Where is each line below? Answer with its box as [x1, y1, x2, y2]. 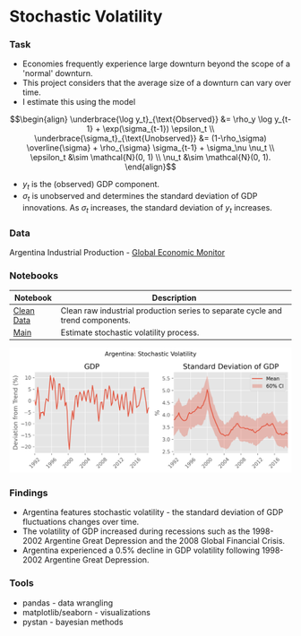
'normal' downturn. [21, 68, 93, 79]
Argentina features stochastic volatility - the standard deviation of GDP [21, 507, 284, 518]
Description [151, 292, 197, 303]
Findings [9, 486, 48, 499]
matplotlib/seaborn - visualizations [21, 606, 150, 617]
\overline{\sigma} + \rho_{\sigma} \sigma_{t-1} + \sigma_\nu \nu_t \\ [26, 142, 275, 153]
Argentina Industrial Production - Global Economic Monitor [9, 247, 226, 258]
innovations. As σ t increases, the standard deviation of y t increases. [21, 202, 273, 215]
